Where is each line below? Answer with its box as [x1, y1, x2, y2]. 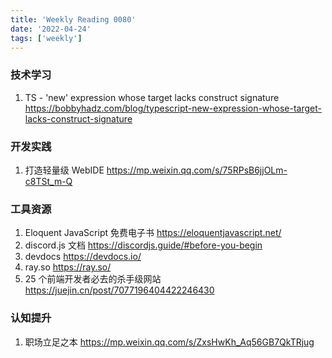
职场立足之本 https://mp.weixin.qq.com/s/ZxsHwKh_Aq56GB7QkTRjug [24, 336, 315, 348]
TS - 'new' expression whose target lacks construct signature [24, 91, 280, 103]
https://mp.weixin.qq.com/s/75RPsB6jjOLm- [106, 164, 288, 176]
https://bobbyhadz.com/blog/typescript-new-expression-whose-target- [24, 102, 322, 114]
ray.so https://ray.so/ [24, 261, 112, 273]
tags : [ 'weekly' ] [10, 33, 83, 43]
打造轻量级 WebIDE [24, 164, 105, 176]
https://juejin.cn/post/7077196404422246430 [24, 284, 215, 296]
